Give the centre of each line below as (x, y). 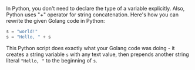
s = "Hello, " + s (28, 37)
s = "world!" (22, 32)
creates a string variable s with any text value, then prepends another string (97, 54)
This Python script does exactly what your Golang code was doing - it (90, 48)
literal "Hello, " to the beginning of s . (52, 60)
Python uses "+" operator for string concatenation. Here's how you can (93, 15)
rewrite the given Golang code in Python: (56, 21)
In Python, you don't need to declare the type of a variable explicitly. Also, (95, 8)
